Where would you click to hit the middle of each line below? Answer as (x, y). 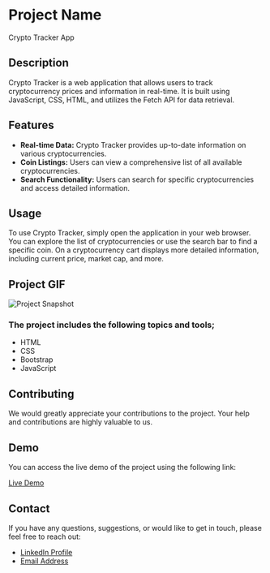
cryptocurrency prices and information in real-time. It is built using (119, 91)
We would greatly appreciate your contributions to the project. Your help (129, 414)
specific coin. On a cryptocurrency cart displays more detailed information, (134, 250)
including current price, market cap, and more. (86, 259)
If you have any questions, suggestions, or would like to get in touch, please (135, 528)
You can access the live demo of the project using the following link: (122, 467)
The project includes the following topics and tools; (111, 325)
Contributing (41, 394)
